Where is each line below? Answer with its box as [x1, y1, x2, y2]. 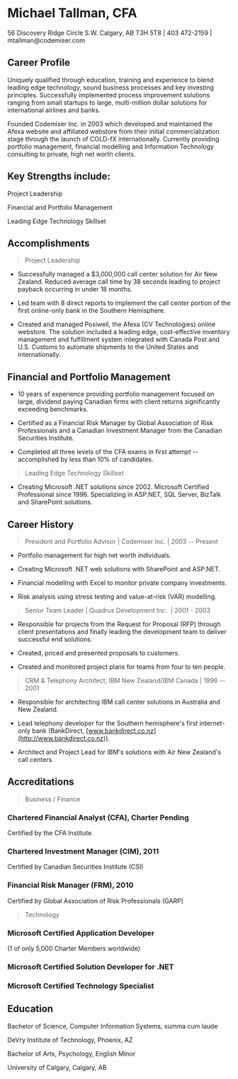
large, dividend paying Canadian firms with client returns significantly [17, 397, 221, 406]
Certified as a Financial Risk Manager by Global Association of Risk [17, 419, 214, 427]
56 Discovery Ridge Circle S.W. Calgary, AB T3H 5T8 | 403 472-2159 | [7, 28, 212, 37]
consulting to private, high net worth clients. [7, 149, 136, 158]
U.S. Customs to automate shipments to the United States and [17, 343, 198, 351]
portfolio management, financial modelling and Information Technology [7, 142, 215, 151]
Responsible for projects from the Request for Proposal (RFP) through [17, 620, 221, 628]
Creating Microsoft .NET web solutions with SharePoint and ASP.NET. [17, 565, 221, 573]
